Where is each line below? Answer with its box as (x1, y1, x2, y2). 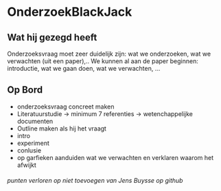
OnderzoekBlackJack (7, 4, 132, 20)
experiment (16, 139, 50, 147)
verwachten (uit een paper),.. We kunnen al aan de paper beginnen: (7, 57, 199, 65)
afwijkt (16, 161, 36, 169)
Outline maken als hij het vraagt (16, 124, 106, 133)
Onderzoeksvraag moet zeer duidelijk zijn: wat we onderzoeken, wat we (7, 49, 211, 58)
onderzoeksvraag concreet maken (16, 102, 115, 111)
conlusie (16, 146, 42, 155)
